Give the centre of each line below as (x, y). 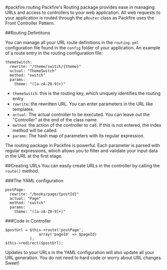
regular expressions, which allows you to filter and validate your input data (82, 151)
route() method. (22, 171)
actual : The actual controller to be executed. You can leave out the (81, 115)
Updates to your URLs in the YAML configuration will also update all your (80, 252)
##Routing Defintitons (28, 33)
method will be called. (35, 130)
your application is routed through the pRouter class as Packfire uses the (80, 18)
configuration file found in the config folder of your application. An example (83, 48)
